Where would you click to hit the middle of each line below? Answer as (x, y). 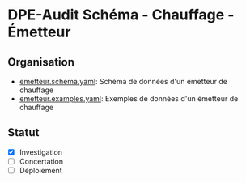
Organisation (41, 62)
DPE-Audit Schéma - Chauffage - (121, 15)
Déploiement (40, 170)
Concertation (41, 161)
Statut (23, 132)
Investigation (40, 152)
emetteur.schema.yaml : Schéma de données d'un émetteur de (123, 81)
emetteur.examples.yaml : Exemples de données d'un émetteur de (129, 98)
